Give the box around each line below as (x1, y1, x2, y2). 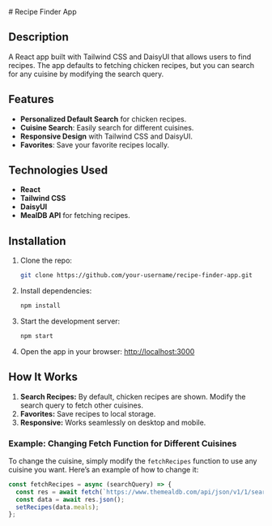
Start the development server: (19, 316, 121, 326)
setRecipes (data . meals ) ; (15, 502, 100, 511)
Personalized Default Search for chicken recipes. (19, 113, 187, 124)
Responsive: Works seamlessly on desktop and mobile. (19, 417, 206, 427)
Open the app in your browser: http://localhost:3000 (19, 346, 195, 356)
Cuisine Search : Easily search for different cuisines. (19, 122, 194, 132)
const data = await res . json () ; (15, 495, 125, 503)
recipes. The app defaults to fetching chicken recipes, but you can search (8, 60, 255, 70)
